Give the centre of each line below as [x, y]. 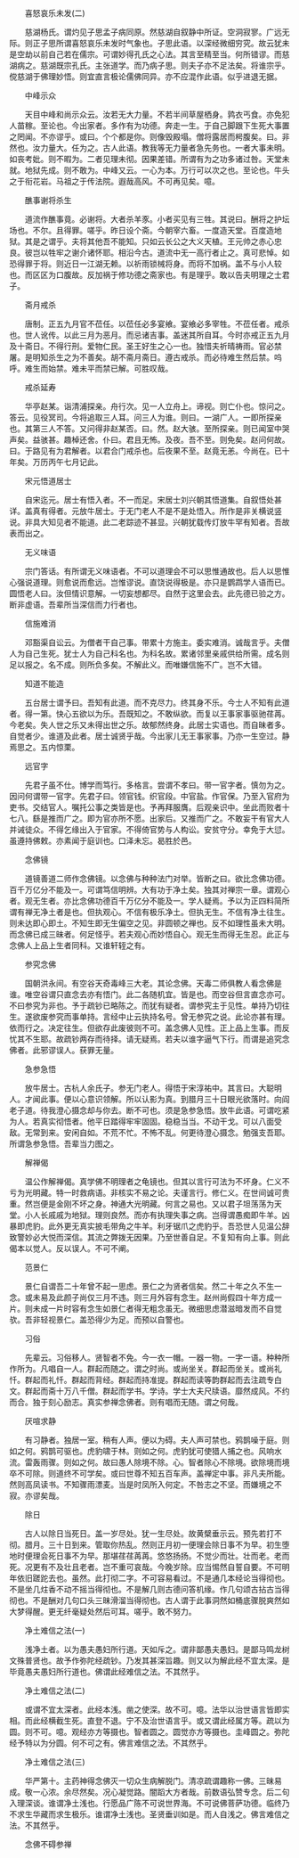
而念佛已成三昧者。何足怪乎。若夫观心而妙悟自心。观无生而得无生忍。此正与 [149, 934]
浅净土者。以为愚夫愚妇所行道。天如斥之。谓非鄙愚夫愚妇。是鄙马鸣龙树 [157, 1649]
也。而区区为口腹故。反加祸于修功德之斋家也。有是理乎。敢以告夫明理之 [141, 275]
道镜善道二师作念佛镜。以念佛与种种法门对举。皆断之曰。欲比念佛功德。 [157, 879]
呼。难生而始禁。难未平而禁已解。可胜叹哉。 [91, 368]
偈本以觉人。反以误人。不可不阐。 [72, 1248]
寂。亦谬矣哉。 [36, 1496]
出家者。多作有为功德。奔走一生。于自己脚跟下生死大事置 [184, 126]
